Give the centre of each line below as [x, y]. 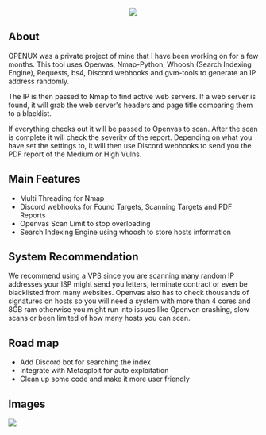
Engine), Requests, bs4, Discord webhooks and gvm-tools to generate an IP [132, 72]
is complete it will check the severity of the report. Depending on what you [130, 137]
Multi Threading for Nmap [62, 198]
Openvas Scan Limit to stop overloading [85, 223]
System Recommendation [73, 257]
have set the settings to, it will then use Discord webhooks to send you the [130, 145]
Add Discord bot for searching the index [85, 362]
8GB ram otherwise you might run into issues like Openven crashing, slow [129, 310]
